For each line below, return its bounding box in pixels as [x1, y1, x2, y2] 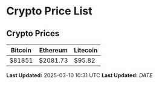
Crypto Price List [6, 4, 92, 18]
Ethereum [39, 46, 68, 54]
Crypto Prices [6, 28, 60, 39]
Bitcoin [10, 46, 32, 54]
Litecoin [73, 46, 98, 54]
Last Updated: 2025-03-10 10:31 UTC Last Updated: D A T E [6, 72, 153, 79]
